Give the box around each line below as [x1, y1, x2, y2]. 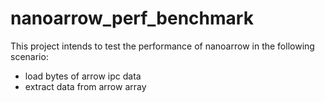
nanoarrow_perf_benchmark [10, 7, 254, 30]
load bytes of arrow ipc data [24, 70, 142, 82]
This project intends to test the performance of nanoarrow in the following [10, 40, 315, 52]
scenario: [10, 50, 49, 62]
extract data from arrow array [24, 80, 147, 92]
